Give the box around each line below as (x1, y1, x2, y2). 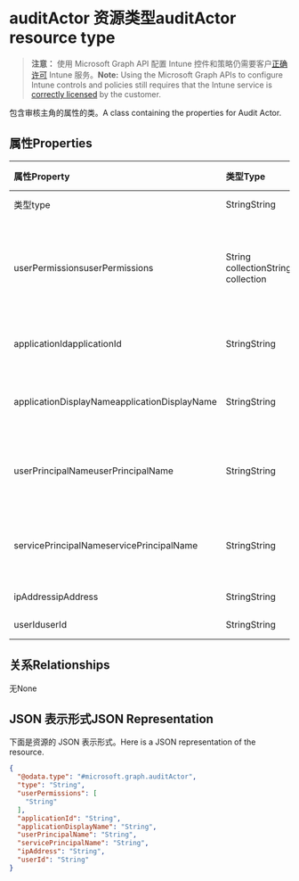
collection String (225, 261, 292, 274)
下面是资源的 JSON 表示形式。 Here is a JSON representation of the (9, 737, 256, 747)
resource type (9, 28, 116, 48)
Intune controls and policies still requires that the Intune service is (30, 79, 273, 90)
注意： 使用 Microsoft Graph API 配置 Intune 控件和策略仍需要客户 (30, 58, 273, 69)
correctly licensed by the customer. (30, 88, 162, 99)
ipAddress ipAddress (13, 590, 99, 603)
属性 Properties (9, 136, 93, 152)
